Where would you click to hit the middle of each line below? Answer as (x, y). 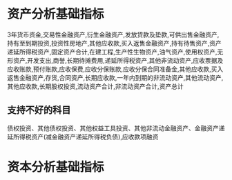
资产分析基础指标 (56, 14)
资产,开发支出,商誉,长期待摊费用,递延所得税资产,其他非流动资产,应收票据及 (118, 60)
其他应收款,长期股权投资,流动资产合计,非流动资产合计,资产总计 (96, 86)
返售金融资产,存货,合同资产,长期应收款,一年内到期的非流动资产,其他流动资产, (115, 77)
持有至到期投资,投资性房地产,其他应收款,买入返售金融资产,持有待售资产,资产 (115, 43)
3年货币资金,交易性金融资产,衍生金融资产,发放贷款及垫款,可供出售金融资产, (113, 34)
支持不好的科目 (39, 110)
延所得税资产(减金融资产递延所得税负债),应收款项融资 (83, 137)
